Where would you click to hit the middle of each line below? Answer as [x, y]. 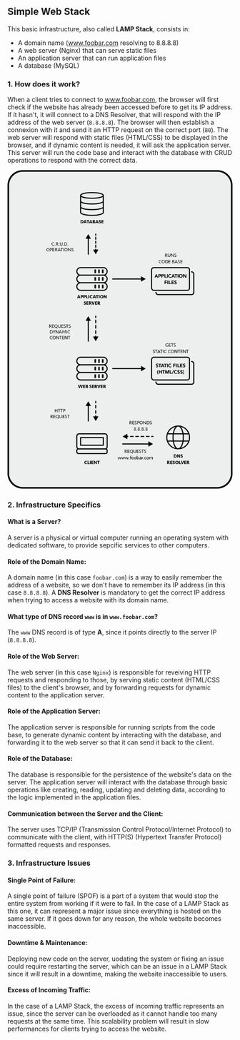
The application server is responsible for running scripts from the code [111, 727]
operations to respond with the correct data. [72, 161]
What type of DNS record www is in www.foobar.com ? [83, 616]
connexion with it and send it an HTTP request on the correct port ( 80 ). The [118, 130]
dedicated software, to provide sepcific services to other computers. [109, 545]
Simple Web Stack [49, 12]
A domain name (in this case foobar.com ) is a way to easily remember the [115, 577]
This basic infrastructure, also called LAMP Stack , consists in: [99, 29]
